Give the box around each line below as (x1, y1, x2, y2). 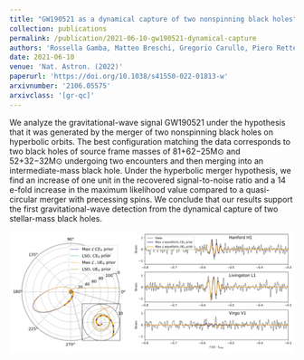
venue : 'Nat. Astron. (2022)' (9, 62, 124, 71)
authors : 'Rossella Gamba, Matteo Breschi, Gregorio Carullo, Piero (9, 43, 273, 52)
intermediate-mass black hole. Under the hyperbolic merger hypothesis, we (9, 165, 291, 175)
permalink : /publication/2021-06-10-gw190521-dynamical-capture (9, 33, 257, 43)
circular (9, 194, 38, 204)
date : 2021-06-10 (9, 52, 75, 62)
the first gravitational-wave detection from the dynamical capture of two (9, 204, 279, 214)
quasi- (245, 184, 271, 194)
